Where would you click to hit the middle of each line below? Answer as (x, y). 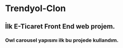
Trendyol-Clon (35, 8)
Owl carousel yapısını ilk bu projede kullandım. (62, 40)
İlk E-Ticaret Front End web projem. (60, 26)
